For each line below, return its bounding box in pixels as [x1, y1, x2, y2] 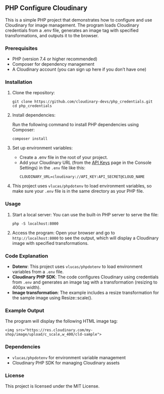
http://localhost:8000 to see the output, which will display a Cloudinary [12, 235, 159, 241]
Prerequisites [5, 45, 38, 52]
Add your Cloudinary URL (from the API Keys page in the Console [19, 159, 152, 166]
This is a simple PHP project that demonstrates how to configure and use [5, 17, 153, 23]
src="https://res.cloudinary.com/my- [16, 328, 93, 333]
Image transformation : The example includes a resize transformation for [12, 289, 159, 295]
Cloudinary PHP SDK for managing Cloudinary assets [12, 360, 120, 366]
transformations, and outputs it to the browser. [5, 32, 99, 38]
